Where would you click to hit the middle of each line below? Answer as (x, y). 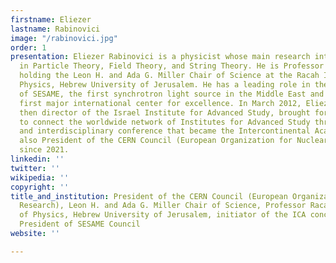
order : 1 (28, 47)
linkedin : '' (37, 159)
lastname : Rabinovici (55, 29)
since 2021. (44, 150)
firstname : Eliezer (51, 19)
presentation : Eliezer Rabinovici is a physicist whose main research (160, 57)
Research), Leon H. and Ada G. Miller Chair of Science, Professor (163, 206)
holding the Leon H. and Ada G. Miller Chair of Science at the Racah (169, 76)
